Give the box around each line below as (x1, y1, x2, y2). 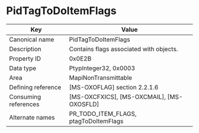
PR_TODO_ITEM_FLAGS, (69, 109, 137, 118)
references (9, 100, 40, 108)
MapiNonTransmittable (69, 74, 132, 82)
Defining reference (9, 83, 62, 91)
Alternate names (9, 113, 55, 121)
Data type (9, 64, 37, 72)
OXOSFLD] (69, 100, 99, 108)
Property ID (9, 54, 41, 62)
